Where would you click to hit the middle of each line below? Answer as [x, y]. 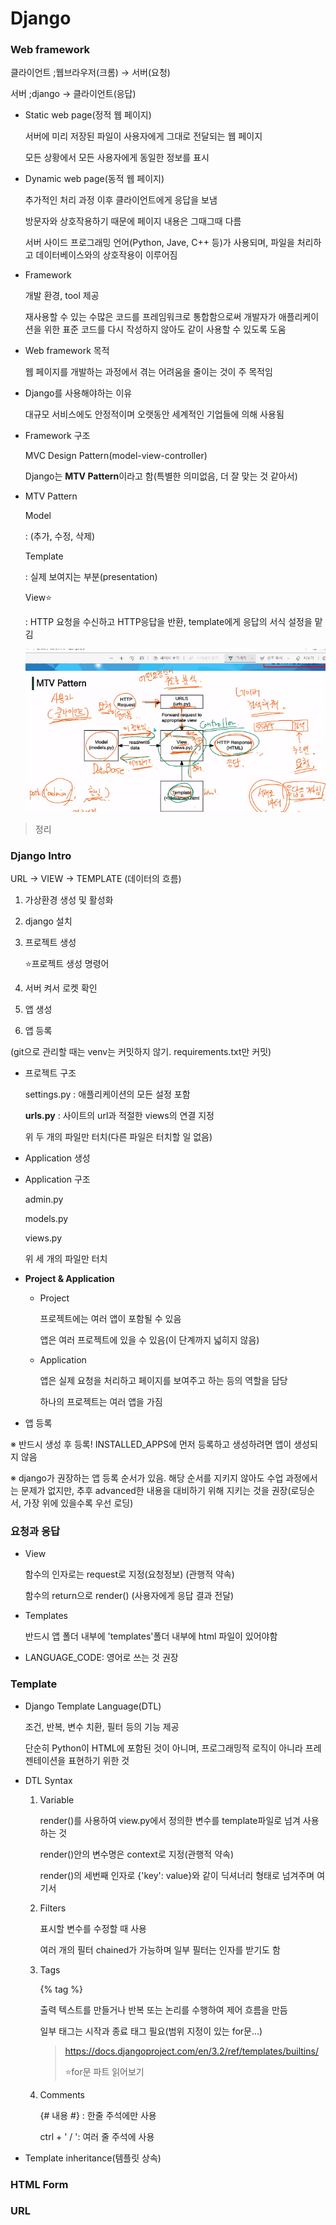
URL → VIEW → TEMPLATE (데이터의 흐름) [96, 878]
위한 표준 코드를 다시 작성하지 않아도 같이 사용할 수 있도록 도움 [165, 329]
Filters [53, 1908]
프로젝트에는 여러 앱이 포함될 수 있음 [110, 1318]
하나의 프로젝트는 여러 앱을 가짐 [101, 1401]
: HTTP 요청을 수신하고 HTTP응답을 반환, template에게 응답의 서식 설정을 [168, 622]
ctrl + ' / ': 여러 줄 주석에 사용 [97, 2136]
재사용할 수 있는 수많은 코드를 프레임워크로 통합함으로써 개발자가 [150, 317]
